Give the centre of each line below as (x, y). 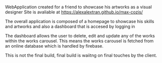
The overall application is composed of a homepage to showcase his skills (80, 21)
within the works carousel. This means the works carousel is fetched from (79, 41)
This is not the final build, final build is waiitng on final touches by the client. (81, 55)
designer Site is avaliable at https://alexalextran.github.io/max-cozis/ (74, 12)
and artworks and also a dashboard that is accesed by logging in (70, 26)
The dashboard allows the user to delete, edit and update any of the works (80, 36)
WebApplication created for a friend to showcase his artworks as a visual (79, 7)
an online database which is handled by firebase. (54, 46)
